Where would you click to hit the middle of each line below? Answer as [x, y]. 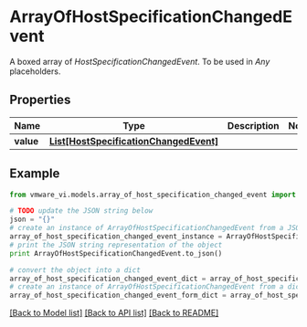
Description [254, 125]
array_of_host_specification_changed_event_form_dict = [118, 295]
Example [35, 174]
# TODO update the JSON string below [81, 211]
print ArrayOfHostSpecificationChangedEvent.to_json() [116, 253]
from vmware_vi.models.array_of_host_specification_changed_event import [153, 195]
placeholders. [35, 71]
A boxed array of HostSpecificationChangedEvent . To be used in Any [140, 61]
